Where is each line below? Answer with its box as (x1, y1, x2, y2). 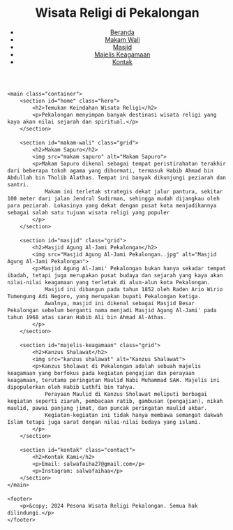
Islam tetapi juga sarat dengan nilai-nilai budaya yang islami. (7, 418, 201, 425)
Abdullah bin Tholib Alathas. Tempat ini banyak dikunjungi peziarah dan (7, 174, 227, 181)
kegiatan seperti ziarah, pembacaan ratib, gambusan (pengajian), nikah (7, 397, 223, 404)
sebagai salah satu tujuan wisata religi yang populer (7, 209, 170, 216)
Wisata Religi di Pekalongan (34, 5, 200, 21)
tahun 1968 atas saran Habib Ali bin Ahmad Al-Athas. (7, 314, 167, 321)
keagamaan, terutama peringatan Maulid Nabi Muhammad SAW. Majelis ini (7, 376, 220, 383)
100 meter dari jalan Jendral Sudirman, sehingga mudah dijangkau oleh (7, 195, 220, 202)
